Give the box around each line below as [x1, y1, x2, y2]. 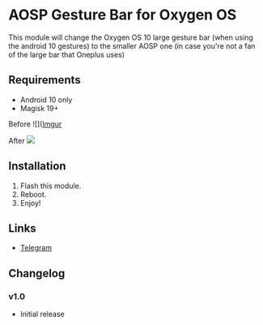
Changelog [8, 266, 66, 280]
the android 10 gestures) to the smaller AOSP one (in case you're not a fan [8, 41, 256, 50]
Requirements [8, 73, 81, 87]
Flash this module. [19, 181, 82, 190]
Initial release [19, 310, 65, 319]
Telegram [19, 243, 53, 253]
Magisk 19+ [19, 103, 59, 113]
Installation [8, 160, 66, 173]
